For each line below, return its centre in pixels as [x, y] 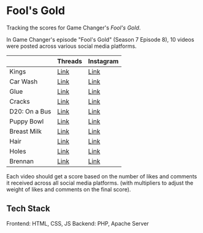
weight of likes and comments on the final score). [69, 189]
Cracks [20, 101]
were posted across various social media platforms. [71, 46]
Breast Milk [25, 131]
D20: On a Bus [30, 111]
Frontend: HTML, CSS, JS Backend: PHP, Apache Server [78, 223]
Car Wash [24, 82]
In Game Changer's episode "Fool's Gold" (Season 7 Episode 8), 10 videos [100, 39]
